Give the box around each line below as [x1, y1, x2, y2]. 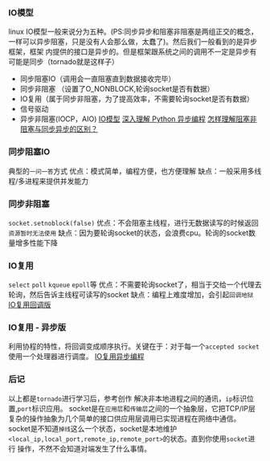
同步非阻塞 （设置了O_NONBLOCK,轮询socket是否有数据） [19, 84, 215, 94]
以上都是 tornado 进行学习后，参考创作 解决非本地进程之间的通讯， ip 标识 [8, 394, 247, 403]
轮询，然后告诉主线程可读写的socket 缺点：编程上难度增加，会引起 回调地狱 [8, 290, 254, 300]
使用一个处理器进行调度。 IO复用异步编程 [8, 352, 145, 361]
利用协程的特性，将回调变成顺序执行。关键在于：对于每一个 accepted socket [8, 341, 260, 351]
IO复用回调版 [8, 300, 51, 310]
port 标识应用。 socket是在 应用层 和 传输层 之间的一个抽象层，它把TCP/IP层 [17, 403, 256, 413]
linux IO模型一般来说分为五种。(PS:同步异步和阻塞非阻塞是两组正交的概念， [8, 27, 259, 37]
